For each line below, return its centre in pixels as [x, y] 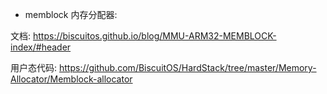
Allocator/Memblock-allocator [71, 79]
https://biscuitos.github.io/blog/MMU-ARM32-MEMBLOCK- [154, 36]
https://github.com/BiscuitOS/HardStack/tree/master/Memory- [187, 67]
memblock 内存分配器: [71, 14]
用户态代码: [34, 67]
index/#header [41, 47]
